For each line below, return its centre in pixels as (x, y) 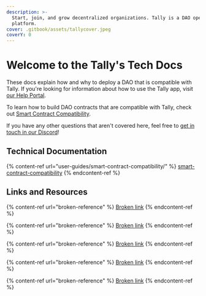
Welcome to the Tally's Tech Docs (94, 65)
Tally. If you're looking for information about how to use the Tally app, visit (100, 89)
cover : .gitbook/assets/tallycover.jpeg (59, 29)
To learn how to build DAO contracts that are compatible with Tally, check (99, 107)
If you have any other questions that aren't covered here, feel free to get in (101, 126)
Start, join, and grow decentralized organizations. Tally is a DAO (101, 18)
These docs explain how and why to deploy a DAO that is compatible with (99, 82)
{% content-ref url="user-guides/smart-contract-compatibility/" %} (91, 166)
